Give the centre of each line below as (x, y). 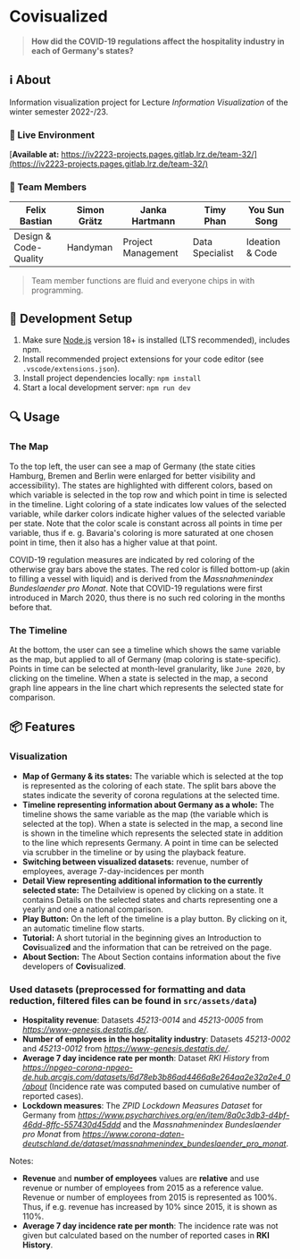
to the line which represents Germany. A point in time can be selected (150, 842)
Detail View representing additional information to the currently (142, 880)
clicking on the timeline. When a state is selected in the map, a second (139, 678)
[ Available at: (34, 155)
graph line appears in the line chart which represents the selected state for (146, 688)
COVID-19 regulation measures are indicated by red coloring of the (132, 559)
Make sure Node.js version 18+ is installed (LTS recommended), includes (156, 340)
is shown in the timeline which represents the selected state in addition (153, 833)
